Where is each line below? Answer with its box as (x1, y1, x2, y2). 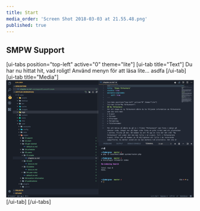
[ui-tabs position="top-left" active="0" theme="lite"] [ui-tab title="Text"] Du (6, 61, 192, 68)
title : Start (6, 10, 39, 15)
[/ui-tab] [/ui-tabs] (6, 198, 52, 206)
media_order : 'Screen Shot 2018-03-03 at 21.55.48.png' (6, 15, 148, 22)
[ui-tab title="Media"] (6, 73, 59, 80)
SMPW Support (6, 45, 65, 55)
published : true (6, 22, 46, 28)
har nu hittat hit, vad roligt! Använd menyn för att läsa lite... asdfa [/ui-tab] (6, 67, 186, 75)
